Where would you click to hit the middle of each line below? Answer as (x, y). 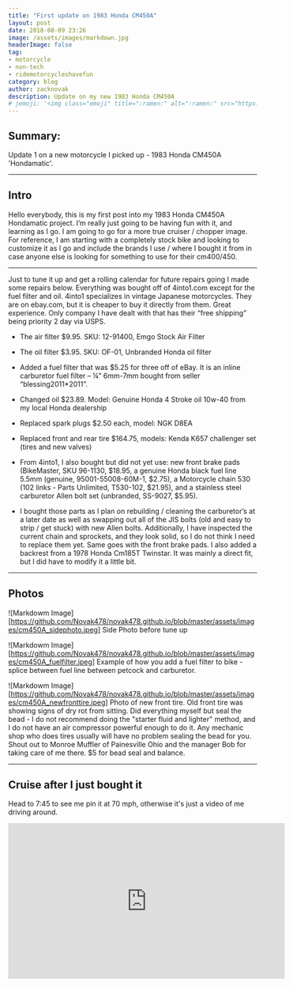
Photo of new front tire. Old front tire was (176, 702)
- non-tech (26, 67)
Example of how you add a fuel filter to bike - (170, 662)
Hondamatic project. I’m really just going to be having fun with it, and (120, 223)
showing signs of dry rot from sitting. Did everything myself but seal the (125, 710)
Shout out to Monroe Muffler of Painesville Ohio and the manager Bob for (127, 744)
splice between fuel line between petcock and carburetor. (102, 670)
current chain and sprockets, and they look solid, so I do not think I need (137, 536)
